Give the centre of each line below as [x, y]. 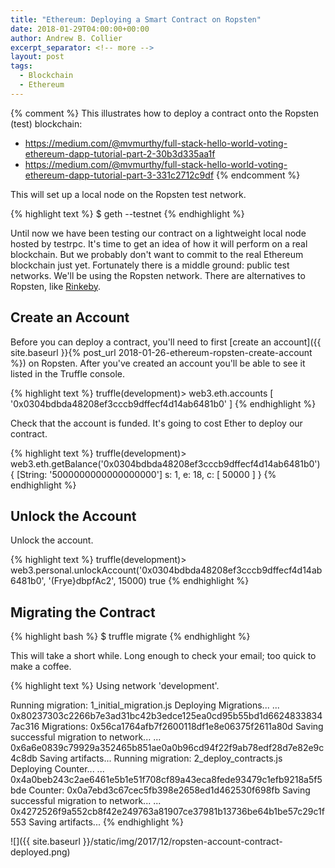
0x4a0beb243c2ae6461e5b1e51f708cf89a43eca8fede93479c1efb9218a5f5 [166, 780]
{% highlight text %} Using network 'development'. [115, 686]
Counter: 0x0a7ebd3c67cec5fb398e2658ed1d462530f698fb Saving [169, 790]
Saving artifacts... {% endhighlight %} [106, 822]
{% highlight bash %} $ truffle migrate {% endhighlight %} [130, 637]
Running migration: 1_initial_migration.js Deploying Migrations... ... [145, 705]
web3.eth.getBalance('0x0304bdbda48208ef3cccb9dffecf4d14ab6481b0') [165, 463]
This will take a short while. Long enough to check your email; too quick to [163, 656]
